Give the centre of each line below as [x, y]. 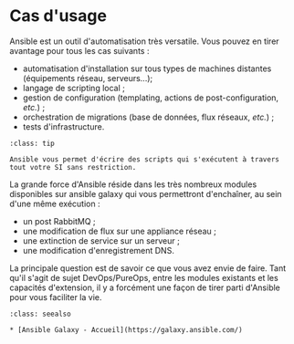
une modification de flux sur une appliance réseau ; [120, 231]
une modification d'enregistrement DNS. [99, 250]
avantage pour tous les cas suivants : [79, 50]
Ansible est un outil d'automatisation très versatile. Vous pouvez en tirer [145, 41]
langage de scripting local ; [73, 88]
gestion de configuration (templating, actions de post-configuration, [151, 98]
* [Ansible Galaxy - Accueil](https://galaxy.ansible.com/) [126, 329]
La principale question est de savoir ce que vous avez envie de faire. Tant [148, 268]
